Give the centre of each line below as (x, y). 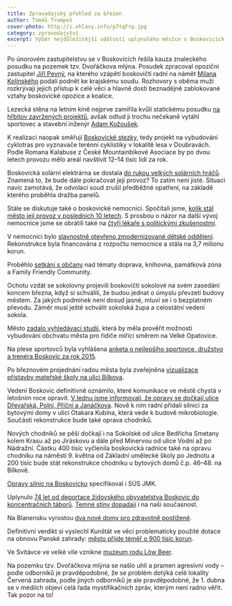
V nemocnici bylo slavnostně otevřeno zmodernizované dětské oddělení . (111, 237)
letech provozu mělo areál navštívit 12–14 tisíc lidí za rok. (88, 159)
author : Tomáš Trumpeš (40, 20)
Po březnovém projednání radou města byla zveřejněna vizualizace (103, 370)
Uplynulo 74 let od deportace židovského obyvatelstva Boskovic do (103, 497)
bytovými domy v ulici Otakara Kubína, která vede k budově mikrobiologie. (113, 413)
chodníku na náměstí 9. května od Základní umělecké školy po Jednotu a (111, 456)
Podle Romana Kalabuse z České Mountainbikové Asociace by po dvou (109, 152)
